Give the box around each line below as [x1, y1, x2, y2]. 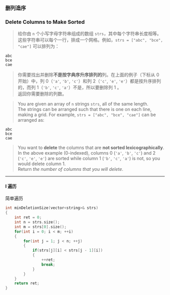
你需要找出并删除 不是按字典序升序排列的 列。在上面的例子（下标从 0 [17, 72, 159, 78]
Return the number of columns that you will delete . [17, 166, 123, 172]
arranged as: [17, 117, 45, 123]
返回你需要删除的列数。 [17, 91, 67, 97]
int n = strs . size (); [14, 219, 60, 225]
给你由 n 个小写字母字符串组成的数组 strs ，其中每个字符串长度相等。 [17, 30, 162, 36]
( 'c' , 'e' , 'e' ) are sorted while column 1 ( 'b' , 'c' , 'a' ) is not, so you [17, 156, 160, 162]
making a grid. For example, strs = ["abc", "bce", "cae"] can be [17, 112, 156, 118]
